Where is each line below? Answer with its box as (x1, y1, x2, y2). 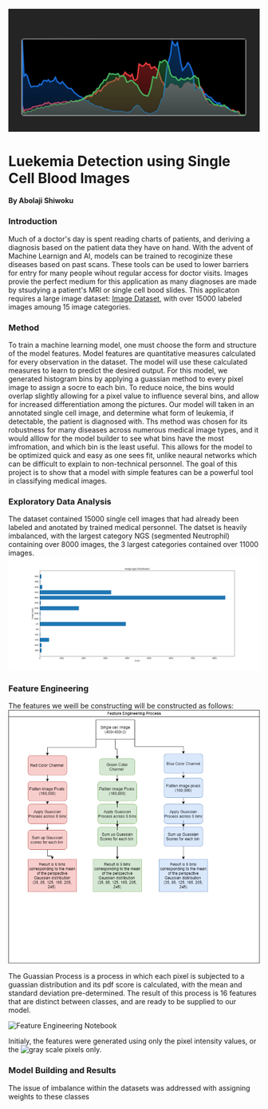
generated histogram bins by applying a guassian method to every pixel (8, 373, 243, 384)
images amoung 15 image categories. (8, 301, 132, 312)
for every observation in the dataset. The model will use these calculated (8, 357, 248, 366)
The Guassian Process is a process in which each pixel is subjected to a (8, 971, 245, 981)
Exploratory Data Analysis (8, 496, 112, 507)
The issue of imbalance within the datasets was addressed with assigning (8, 1083, 250, 1092)
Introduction (8, 216, 57, 227)
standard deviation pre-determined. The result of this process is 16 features (8, 988, 257, 998)
